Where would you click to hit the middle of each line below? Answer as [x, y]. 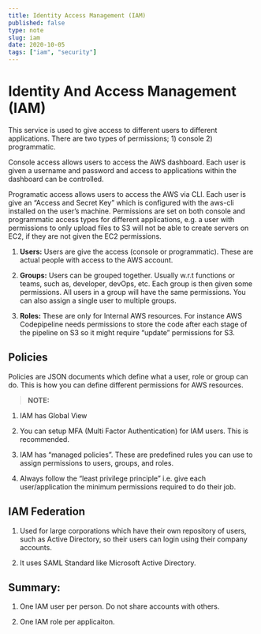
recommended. [44, 439]
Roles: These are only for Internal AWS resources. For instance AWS [131, 315]
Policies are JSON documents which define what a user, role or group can [128, 376]
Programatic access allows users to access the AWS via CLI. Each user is [127, 194]
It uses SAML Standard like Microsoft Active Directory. [108, 563]
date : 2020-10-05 [37, 45]
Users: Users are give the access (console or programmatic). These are [136, 251]
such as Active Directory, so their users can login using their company [134, 539]
